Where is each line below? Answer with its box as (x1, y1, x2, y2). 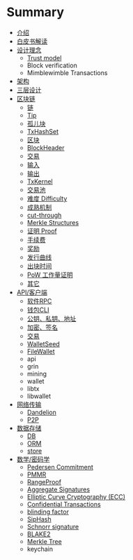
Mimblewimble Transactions (26, 68, 108, 77)
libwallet (26, 392, 52, 400)
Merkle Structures (26, 218, 79, 226)
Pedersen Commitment (26, 463, 93, 471)
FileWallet (26, 347, 55, 355)
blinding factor (26, 507, 69, 516)
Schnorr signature (26, 522, 79, 531)
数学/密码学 (16, 455, 50, 463)
